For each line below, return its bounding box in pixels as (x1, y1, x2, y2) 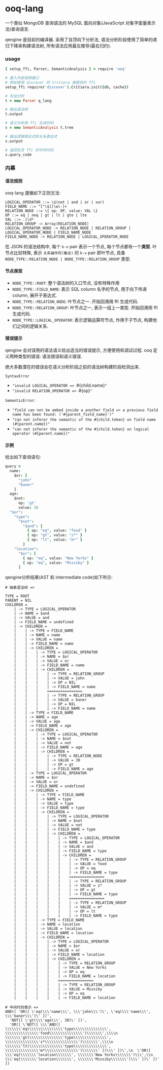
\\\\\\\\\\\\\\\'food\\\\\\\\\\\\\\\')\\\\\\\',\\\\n (5, 1031, 118, 1036)
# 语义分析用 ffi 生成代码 (5, 120, 54, 126)
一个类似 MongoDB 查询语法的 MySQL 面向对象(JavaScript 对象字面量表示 (5, 20, 156, 26)
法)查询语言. (5, 26, 30, 32)
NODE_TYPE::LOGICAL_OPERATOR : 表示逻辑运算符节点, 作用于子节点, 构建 (12, 317, 153, 323)
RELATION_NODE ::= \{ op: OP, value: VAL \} (5, 208, 98, 213)
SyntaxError (5, 374, 30, 379)
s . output (5, 139, 23, 144)
